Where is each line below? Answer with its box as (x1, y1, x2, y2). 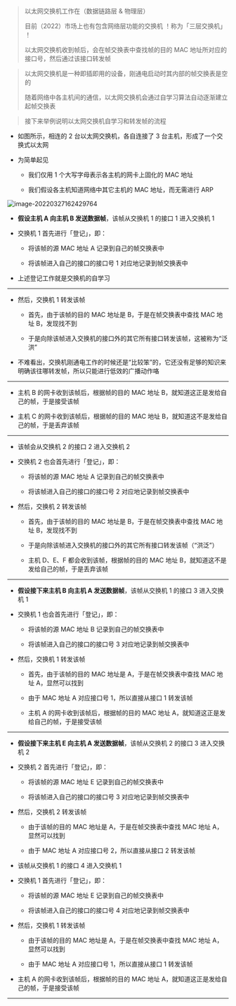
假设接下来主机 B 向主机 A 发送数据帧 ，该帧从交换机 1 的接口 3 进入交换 (17, 586, 224, 594)
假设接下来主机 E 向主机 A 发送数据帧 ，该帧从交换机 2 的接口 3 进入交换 (17, 739, 225, 747)
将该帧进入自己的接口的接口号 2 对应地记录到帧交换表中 (27, 487, 190, 496)
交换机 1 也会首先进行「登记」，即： (17, 610, 119, 618)
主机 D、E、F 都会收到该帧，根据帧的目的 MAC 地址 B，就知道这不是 (27, 556, 227, 564)
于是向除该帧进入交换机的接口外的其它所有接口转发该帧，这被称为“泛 (27, 334, 228, 342)
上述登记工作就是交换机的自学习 (17, 274, 110, 282)
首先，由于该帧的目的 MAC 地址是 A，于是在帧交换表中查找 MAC (27, 670, 216, 678)
